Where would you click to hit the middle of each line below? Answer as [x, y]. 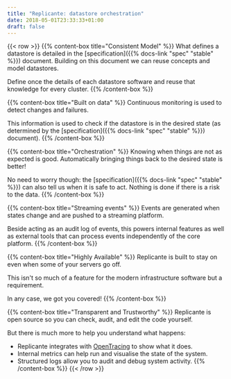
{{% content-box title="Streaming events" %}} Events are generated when [113, 208]
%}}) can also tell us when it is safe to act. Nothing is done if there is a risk [113, 187]
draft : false [26, 26]
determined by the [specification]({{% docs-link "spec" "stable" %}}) [106, 131]
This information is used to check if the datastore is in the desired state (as [114, 124]
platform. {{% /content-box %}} [52, 244]
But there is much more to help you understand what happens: [96, 333]
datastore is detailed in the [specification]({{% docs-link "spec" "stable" [110, 53]
